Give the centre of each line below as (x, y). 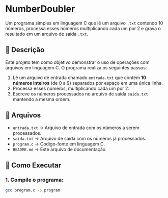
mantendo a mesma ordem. (41, 99)
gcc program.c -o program (33, 190)
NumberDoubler (40, 9)
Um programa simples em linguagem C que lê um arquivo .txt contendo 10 (84, 23)
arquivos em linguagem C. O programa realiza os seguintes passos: (76, 67)
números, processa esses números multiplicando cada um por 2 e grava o (83, 28)
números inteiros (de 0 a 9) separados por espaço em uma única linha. (88, 83)
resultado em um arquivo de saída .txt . (47, 34)
